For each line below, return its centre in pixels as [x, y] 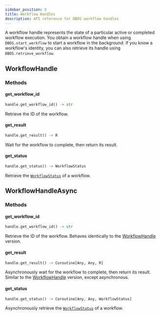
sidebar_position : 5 [26, 10]
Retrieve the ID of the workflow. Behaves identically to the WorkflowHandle [80, 236]
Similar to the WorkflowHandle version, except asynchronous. [67, 277]
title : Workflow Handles [30, 14]
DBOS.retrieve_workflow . [30, 53]
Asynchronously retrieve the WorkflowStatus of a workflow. [64, 308]
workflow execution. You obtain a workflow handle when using [68, 38]
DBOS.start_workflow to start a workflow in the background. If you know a [79, 43]
